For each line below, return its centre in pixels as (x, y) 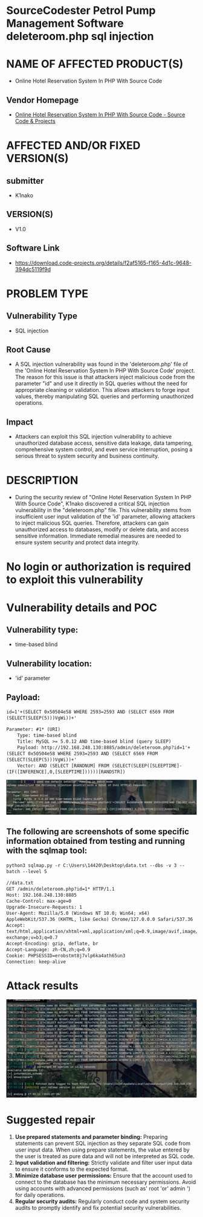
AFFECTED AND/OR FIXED (73, 146)
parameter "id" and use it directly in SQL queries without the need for (101, 383)
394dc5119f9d (33, 269)
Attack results (42, 986)
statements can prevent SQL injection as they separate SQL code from (103, 1144)
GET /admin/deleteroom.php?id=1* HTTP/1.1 (60, 889)
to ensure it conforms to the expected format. (72, 1169)
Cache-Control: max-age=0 (39, 901)
